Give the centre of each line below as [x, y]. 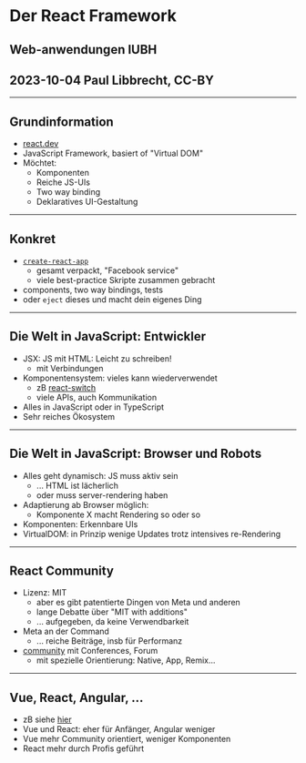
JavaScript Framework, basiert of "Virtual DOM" [112, 153]
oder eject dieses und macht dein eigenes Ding [112, 300]
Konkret [33, 239]
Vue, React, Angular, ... [76, 697]
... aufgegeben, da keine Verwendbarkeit [112, 622]
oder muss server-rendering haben [102, 495]
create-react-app [56, 262]
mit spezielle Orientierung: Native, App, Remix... [126, 660]
